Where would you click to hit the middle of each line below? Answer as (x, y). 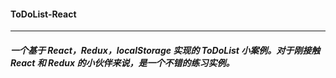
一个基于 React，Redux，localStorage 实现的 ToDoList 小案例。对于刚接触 (165, 50)
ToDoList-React (43, 14)
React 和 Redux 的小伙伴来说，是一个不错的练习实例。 (122, 62)
